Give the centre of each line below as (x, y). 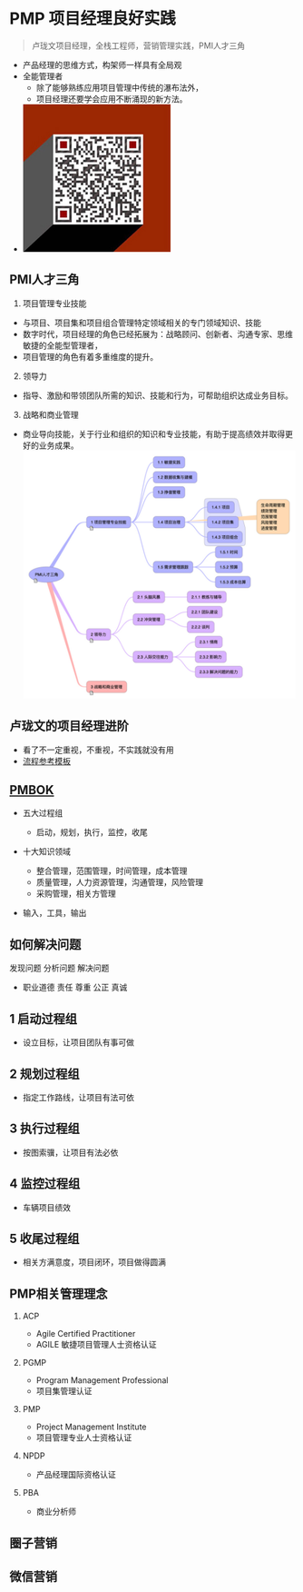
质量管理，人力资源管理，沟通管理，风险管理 (120, 882)
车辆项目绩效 (46, 1207)
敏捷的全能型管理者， (62, 345)
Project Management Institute (91, 1427)
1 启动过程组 (44, 1019)
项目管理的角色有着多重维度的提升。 (90, 356)
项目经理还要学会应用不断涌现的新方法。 (112, 99)
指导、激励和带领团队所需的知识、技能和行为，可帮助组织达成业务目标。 (157, 395)
